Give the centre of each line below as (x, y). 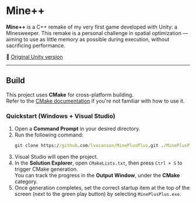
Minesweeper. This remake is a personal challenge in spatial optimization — (97, 33)
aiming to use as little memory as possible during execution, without (88, 39)
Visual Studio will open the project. (56, 156)
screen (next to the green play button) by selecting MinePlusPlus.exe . (98, 194)
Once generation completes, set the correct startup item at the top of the (102, 187)
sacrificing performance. (36, 45)
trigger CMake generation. (46, 169)
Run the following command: (49, 135)
